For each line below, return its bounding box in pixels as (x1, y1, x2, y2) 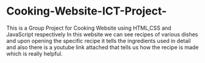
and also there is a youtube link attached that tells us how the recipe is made (6, 44, 199, 51)
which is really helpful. (6, 50, 63, 57)
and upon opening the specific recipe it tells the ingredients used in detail (6, 37, 191, 44)
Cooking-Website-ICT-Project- (6, 4, 167, 18)
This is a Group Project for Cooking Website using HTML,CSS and (6, 24, 172, 31)
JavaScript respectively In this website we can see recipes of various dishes (6, 30, 198, 38)
